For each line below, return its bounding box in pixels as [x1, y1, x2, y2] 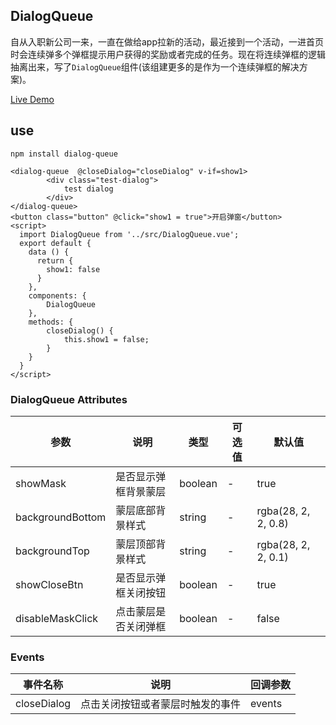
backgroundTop [15, 544, 90, 558]
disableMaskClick [15, 611, 99, 625]
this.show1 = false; [63, 334, 150, 344]
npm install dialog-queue [10, 149, 118, 159]
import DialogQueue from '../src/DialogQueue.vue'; [19, 229, 240, 239]
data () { [28, 247, 70, 257]
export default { [19, 238, 92, 248]
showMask [15, 476, 67, 490]
